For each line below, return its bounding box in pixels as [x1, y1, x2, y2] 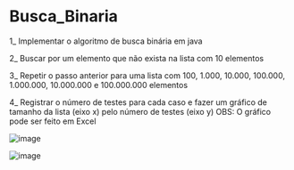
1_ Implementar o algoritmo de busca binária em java [9, 36, 203, 46]
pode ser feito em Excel [9, 116, 97, 126]
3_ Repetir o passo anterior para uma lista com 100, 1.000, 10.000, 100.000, [9, 69, 286, 81]
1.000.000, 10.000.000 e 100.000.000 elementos [9, 79, 189, 90]
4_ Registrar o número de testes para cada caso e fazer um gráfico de [9, 96, 268, 108]
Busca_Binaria [9, 6, 119, 27]
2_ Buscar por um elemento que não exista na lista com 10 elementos [9, 53, 265, 63]
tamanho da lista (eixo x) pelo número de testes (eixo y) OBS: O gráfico [9, 106, 271, 117]
